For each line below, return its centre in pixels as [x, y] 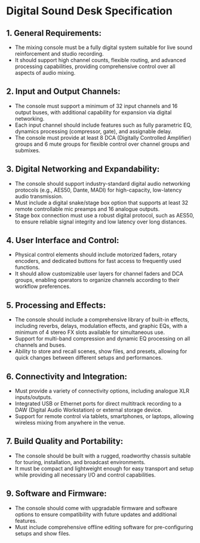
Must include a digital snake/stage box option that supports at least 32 [101, 203]
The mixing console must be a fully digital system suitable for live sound [104, 47]
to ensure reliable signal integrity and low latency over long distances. [101, 222]
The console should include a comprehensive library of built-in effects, [102, 320]
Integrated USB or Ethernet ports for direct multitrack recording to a [98, 404]
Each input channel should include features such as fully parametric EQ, [103, 125]
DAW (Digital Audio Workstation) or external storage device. [88, 410]
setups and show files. [42, 533]
